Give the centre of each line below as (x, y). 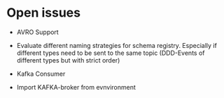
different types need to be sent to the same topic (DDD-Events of (111, 53)
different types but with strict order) (68, 60)
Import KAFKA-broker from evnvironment (76, 87)
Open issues (44, 13)
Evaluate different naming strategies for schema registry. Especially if (117, 45)
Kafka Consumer (41, 74)
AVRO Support (37, 32)
